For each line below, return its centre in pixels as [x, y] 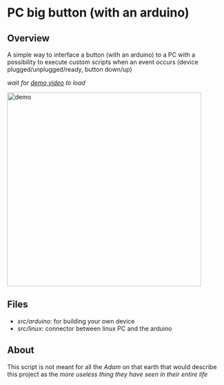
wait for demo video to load [47, 83]
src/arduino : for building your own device [76, 321]
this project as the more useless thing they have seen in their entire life [108, 374]
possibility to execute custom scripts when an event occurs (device [103, 62]
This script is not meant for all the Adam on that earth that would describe [112, 366]
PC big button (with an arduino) [98, 13]
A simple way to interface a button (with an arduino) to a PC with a [101, 55]
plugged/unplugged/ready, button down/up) [70, 69]
